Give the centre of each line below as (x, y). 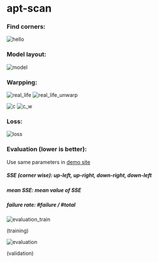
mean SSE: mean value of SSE (44, 190)
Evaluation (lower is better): (47, 149)
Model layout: (27, 54)
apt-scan (29, 8)
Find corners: (26, 27)
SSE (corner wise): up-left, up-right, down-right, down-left (79, 175)
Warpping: (22, 82)
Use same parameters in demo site (49, 162)
